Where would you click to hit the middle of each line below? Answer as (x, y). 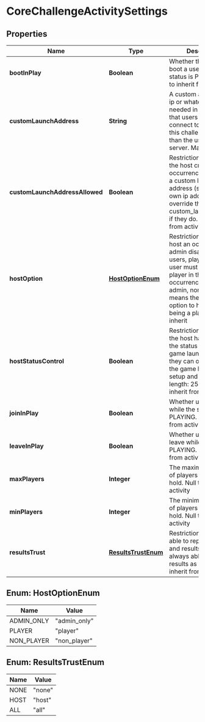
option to (182, 305)
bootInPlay (25, 73)
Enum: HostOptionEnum (53, 593)
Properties (27, 34)
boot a (178, 69)
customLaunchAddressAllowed (56, 192)
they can (181, 361)
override (181, 203)
